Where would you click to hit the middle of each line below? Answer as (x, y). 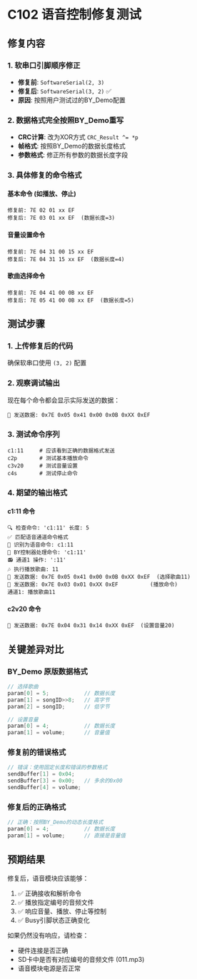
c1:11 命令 (21, 511)
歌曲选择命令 (26, 276)
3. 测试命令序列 (34, 434)
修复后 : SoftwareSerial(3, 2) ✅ (65, 91)
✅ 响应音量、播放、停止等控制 (62, 911)
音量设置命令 (26, 234)
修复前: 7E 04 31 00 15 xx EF (51, 252)
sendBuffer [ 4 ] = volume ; (44, 788)
